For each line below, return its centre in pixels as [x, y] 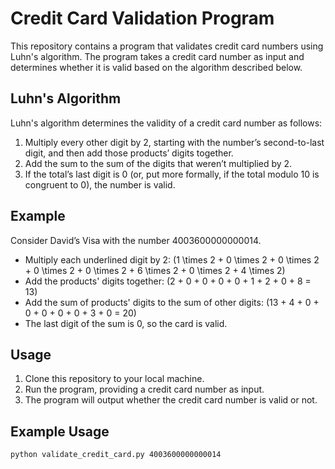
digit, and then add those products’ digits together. [129, 153]
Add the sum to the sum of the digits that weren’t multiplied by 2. [158, 163]
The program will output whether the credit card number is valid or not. [171, 400]
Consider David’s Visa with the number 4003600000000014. [136, 240]
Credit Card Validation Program [142, 18]
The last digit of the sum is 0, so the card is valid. [126, 323]
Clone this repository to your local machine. [114, 379]
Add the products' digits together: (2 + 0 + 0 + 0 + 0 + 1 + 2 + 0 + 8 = [168, 281]
